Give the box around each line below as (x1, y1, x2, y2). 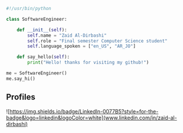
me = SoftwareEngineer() (6, 70, 67, 76)
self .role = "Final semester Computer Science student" (27, 38, 168, 44)
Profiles (6, 92, 35, 102)
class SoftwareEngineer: (6, 16, 67, 22)
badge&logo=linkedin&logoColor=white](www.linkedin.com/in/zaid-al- (6, 114, 177, 121)
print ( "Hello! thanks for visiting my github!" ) (27, 60, 149, 66)
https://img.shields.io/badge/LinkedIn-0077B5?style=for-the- (9, 108, 159, 115)
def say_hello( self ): (17, 54, 70, 60)
